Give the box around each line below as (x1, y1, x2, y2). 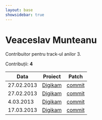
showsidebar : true (5, 12, 44, 17)
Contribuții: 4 (5, 61, 33, 67)
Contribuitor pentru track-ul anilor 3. (5, 51, 82, 57)
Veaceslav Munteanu (5, 34, 97, 46)
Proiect (43, 73, 61, 80)
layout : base (5, 7, 33, 13)
